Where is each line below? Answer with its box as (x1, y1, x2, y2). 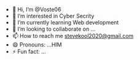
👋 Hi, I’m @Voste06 (12, 6, 61, 13)
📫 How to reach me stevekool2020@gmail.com (12, 32, 134, 39)
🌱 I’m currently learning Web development (12, 19, 119, 26)
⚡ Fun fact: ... (12, 48, 46, 55)
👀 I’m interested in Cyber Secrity (12, 12, 95, 20)
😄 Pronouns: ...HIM (12, 41, 63, 48)
